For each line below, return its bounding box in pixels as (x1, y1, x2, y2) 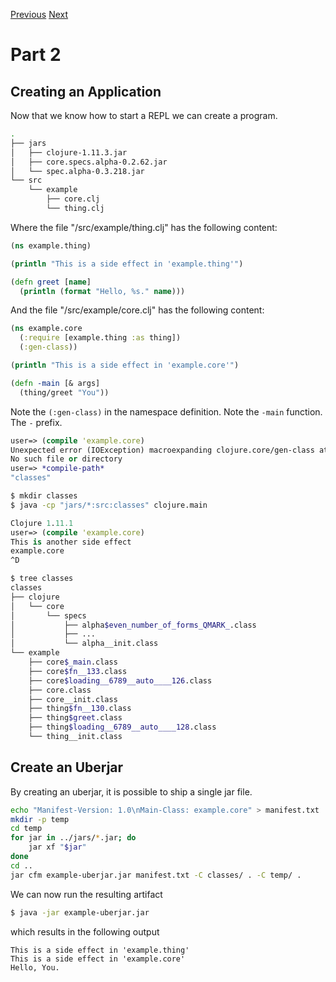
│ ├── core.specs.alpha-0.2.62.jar (10, 157, 168, 167)
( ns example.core (10, 324, 83, 334)
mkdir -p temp (10, 814, 70, 824)
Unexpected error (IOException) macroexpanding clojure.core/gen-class (10, 445, 315, 455)
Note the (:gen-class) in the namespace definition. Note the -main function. (10, 405, 323, 418)
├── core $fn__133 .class (28, 666, 128, 676)
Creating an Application (10, 83, 162, 100)
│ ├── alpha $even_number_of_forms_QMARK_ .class (10, 620, 257, 630)
